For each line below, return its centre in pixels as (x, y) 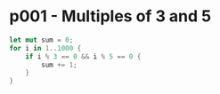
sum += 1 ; (59, 65)
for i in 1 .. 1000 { (45, 48)
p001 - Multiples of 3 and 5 (110, 16)
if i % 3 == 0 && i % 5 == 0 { (83, 56)
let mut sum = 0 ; (41, 40)
